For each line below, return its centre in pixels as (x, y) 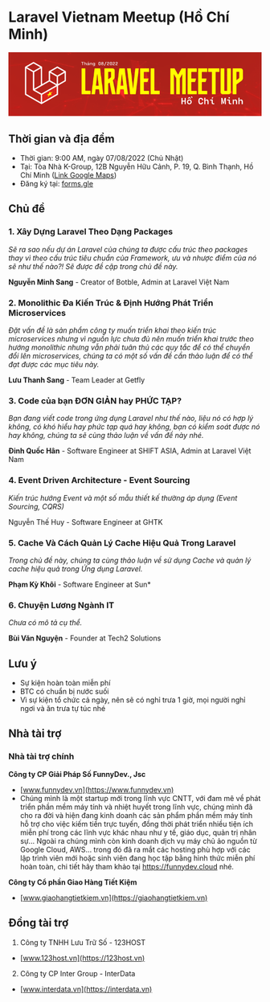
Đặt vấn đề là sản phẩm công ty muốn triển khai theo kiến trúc (112, 330)
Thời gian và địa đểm (61, 139)
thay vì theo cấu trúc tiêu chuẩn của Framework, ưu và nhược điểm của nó (133, 258)
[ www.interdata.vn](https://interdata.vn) (86, 989)
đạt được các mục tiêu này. (54, 365)
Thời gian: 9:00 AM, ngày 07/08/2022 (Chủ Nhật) (102, 158)
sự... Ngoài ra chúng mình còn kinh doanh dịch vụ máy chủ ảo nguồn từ (138, 840)
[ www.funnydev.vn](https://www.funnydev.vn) (97, 789)
